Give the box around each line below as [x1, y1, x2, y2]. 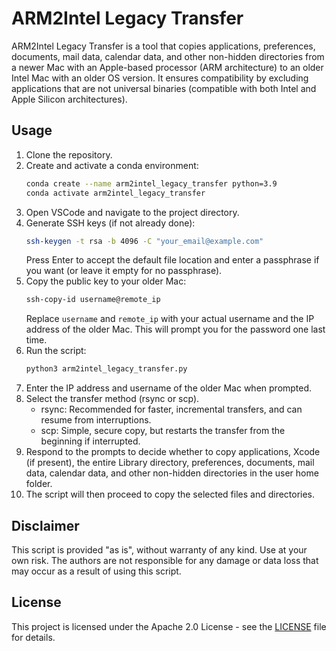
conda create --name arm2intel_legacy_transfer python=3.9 [25, 178, 278, 189]
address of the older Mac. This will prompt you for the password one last [25, 323, 326, 336]
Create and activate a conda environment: [25, 159, 199, 171]
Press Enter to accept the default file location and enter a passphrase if [25, 254, 320, 266]
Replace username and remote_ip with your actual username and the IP [25, 313, 315, 325]
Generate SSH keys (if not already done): [25, 217, 196, 229]
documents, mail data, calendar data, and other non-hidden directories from [11, 50, 325, 62]
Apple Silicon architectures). [11, 93, 128, 105]
